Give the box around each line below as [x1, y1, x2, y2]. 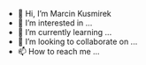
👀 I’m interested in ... [17, 18, 93, 28]
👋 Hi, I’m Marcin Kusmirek [17, 9, 112, 18]
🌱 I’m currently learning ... [17, 27, 112, 37]
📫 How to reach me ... [17, 47, 100, 56]
